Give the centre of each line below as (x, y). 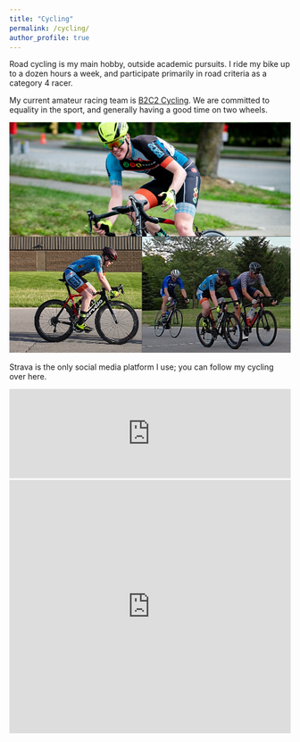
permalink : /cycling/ (50, 28)
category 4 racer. (41, 83)
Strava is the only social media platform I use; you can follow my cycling (142, 367)
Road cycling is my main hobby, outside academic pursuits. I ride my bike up (150, 64)
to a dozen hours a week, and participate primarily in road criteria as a (138, 74)
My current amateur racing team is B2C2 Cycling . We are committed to (140, 100)
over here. (28, 376)
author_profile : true (50, 38)
